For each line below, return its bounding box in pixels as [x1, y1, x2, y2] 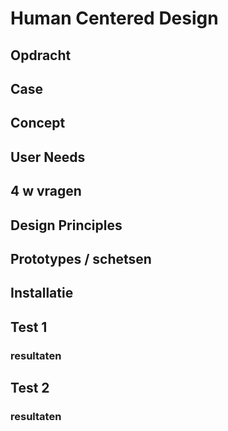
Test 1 [10, 318, 48, 336]
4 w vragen [10, 183, 82, 200]
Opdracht [10, 47, 72, 64]
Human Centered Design [10, 7, 219, 30]
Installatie [10, 285, 74, 302]
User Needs [10, 148, 86, 166]
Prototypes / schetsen [10, 250, 152, 267]
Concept [10, 115, 66, 132]
